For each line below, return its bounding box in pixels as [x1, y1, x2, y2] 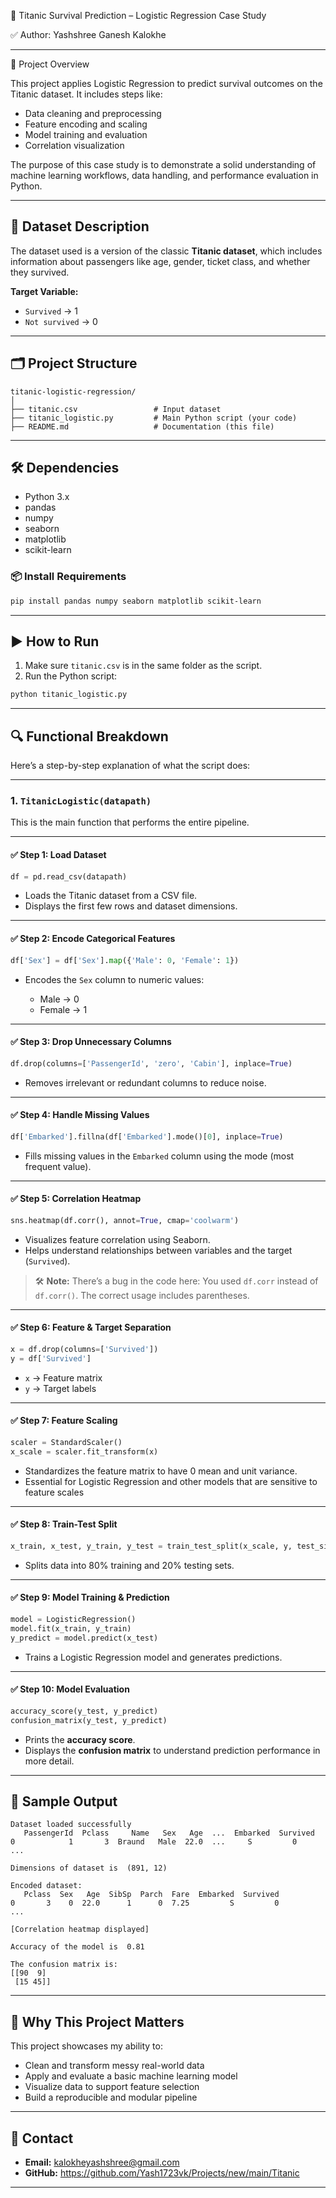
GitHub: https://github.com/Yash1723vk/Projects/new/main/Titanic [24, 2167, 300, 2179]
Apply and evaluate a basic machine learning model [24, 2070, 238, 2082]
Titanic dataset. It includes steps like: [10, 88, 163, 100]
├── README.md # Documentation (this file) [10, 421, 275, 432]
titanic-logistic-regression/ [10, 386, 137, 397]
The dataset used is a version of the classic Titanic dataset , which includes [10, 245, 323, 257]
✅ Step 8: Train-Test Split [10, 1518, 118, 1530]
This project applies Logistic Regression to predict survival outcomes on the [10, 78, 323, 89]
